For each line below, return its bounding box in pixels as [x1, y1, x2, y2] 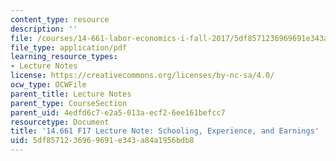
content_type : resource [10, 14, 110, 25]
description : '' [10, 24, 78, 34]
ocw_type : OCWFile [10, 80, 87, 90]
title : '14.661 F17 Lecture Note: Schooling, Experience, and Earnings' [10, 126, 320, 136]
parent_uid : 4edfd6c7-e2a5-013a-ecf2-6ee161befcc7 [10, 107, 226, 118]
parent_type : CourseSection [10, 98, 128, 108]
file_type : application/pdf [10, 42, 128, 53]
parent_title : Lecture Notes [10, 89, 132, 99]
